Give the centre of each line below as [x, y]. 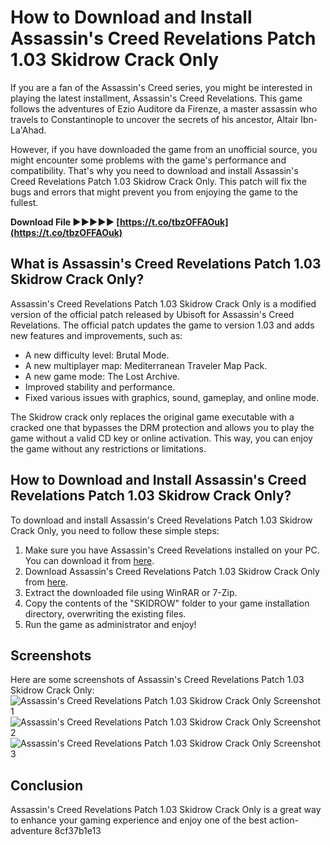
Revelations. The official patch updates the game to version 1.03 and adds [162, 325]
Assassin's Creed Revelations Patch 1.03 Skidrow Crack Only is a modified [163, 303]
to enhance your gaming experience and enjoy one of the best [138, 820]
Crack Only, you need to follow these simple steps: [115, 530]
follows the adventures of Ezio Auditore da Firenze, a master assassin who [164, 108]
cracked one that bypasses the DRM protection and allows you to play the [162, 427]
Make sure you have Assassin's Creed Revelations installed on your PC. [172, 550]
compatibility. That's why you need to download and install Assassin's [154, 170]
